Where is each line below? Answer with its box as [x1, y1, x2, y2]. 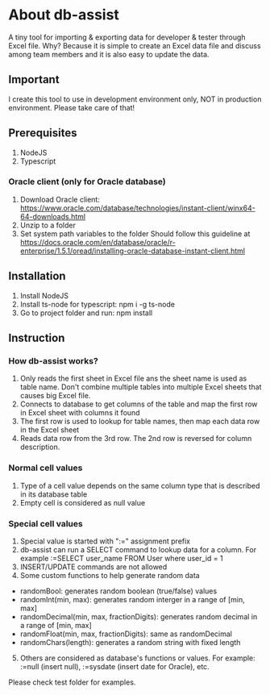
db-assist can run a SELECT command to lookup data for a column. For [19, 544, 256, 554]
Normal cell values [8, 462, 83, 473]
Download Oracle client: [19, 194, 101, 204]
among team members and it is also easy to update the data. [8, 49, 210, 59]
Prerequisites [8, 127, 77, 140]
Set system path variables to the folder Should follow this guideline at [19, 228, 251, 239]
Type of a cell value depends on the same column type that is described [19, 481, 260, 490]
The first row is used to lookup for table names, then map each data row [19, 417, 260, 427]
